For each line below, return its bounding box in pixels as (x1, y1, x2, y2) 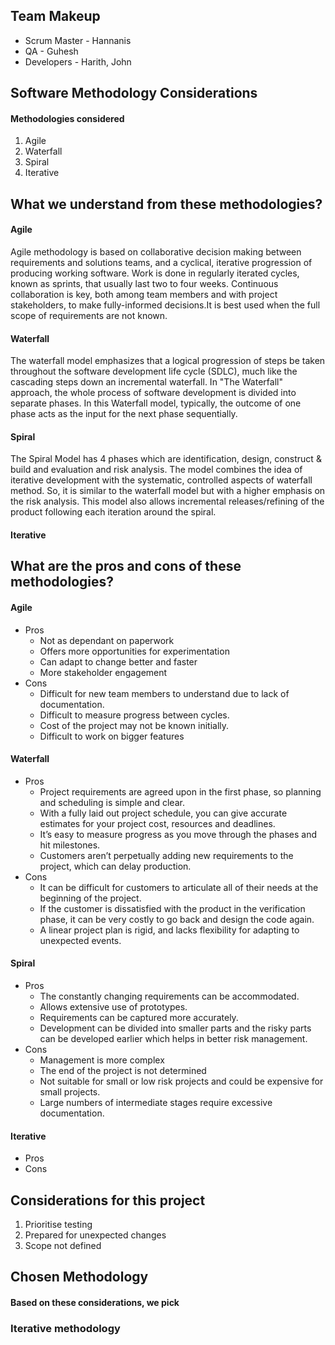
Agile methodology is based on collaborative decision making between (10, 246, 302, 258)
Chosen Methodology (10, 1269, 149, 1286)
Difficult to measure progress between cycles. (39, 709, 230, 721)
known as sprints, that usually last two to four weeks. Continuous (10, 278, 279, 289)
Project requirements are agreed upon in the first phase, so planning (39, 785, 322, 798)
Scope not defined (24, 1240, 102, 1252)
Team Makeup (10, 8, 101, 25)
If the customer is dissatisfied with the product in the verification (39, 902, 306, 914)
